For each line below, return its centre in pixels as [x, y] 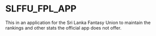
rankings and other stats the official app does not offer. [63, 27]
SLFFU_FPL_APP [41, 9]
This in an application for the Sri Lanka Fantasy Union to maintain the [78, 22]
